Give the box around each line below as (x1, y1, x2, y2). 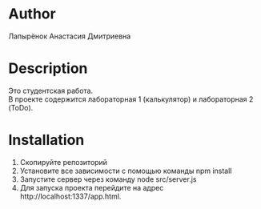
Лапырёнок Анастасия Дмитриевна (8, 31, 131, 41)
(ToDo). (8, 102, 34, 112)
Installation (8, 131, 85, 149)
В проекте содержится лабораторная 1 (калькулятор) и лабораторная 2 (8, 94, 254, 104)
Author (8, 5, 56, 23)
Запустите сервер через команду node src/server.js (19, 174, 197, 184)
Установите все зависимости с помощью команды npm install (19, 166, 232, 175)
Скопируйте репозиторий (19, 157, 108, 167)
